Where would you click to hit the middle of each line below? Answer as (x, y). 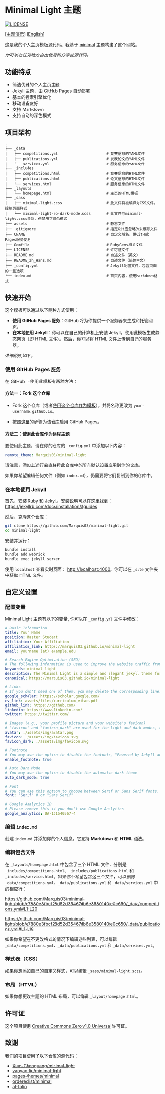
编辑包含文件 (20, 852)
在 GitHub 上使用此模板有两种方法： (41, 381)
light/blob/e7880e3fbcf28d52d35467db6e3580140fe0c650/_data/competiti (82, 903)
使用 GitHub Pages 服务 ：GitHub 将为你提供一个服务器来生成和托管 (80, 321)
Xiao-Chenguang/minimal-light (43, 1066)
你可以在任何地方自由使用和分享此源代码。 (48, 55)
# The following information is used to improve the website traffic (78, 664)
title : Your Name (23, 633)
